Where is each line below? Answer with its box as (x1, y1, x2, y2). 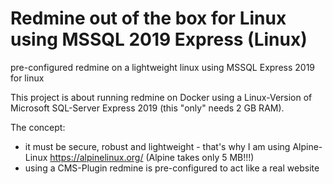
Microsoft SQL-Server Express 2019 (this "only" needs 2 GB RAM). (10, 102, 285, 114)
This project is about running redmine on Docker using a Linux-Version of (10, 91, 313, 103)
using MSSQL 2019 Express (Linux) (10, 28, 308, 51)
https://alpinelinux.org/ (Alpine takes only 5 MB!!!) (49, 151, 255, 163)
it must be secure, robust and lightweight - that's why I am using (24, 140, 291, 152)
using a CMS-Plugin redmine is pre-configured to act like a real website (24, 162, 320, 174)
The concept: (10, 121, 66, 133)
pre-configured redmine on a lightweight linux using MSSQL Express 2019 (10, 61, 316, 73)
